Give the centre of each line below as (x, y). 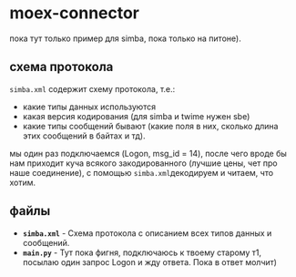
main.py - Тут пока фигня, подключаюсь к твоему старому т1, (142, 252)
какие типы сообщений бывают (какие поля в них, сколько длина (150, 126)
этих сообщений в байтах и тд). (84, 136)
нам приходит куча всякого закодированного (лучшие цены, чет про (143, 163)
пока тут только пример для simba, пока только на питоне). (125, 38)
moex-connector (74, 13)
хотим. (23, 182)
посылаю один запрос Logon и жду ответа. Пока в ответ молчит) (150, 262)
